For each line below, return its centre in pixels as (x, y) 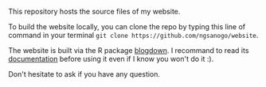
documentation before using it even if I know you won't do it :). (111, 59)
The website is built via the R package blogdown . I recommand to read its (129, 50)
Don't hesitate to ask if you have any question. (84, 74)
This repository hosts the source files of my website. (94, 11)
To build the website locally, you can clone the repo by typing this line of (127, 26)
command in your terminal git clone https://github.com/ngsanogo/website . (133, 35)
